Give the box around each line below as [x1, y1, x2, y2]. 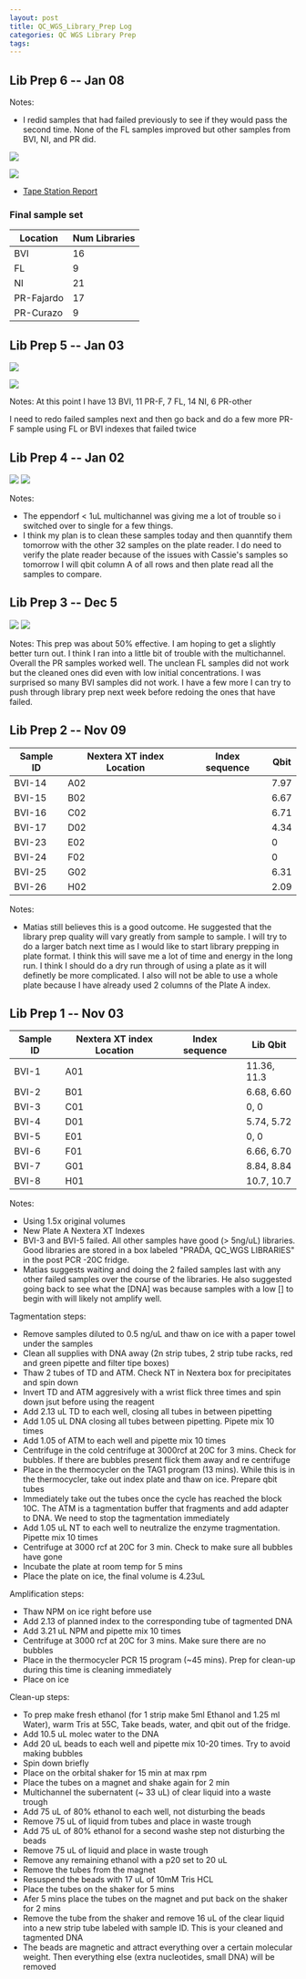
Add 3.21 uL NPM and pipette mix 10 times [22, 1625, 182, 1637]
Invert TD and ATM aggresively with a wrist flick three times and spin [22, 1387, 281, 1398]
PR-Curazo [14, 306, 64, 319]
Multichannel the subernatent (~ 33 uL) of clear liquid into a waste [22, 1787, 271, 1798]
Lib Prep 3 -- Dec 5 [9, 595, 118, 611]
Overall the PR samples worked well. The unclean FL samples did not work [9, 658, 290, 668]
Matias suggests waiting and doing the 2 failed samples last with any [22, 1264, 281, 1275]
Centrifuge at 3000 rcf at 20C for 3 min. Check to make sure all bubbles [22, 1542, 293, 1553]
